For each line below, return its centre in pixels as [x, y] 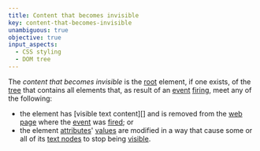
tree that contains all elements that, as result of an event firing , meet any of [130, 90]
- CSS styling [38, 52]
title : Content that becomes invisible [74, 15]
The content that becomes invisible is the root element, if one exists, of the [130, 81]
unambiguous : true [38, 30]
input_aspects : [33, 45]
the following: [30, 98]
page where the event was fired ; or [76, 122]
